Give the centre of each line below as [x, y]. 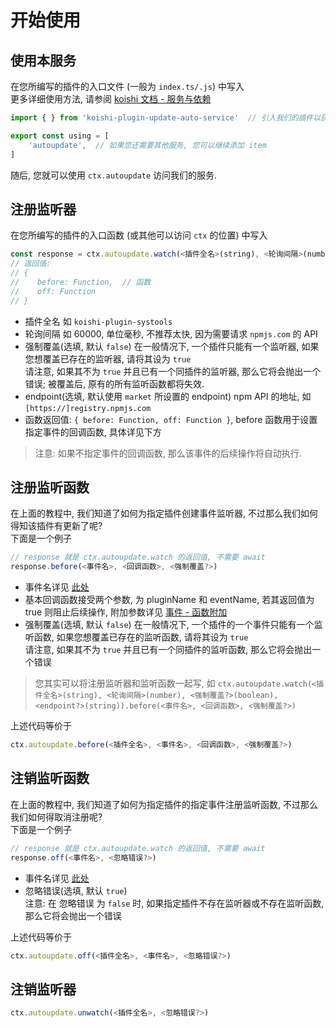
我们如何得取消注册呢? [56, 817]
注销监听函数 [50, 778]
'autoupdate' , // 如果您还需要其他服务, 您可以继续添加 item [147, 145]
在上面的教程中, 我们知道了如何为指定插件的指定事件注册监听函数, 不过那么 [164, 804]
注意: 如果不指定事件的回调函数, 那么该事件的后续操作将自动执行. [168, 453]
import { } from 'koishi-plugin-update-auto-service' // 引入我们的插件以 [166, 118]
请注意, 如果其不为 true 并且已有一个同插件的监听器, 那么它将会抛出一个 [173, 371]
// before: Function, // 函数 [81, 282]
